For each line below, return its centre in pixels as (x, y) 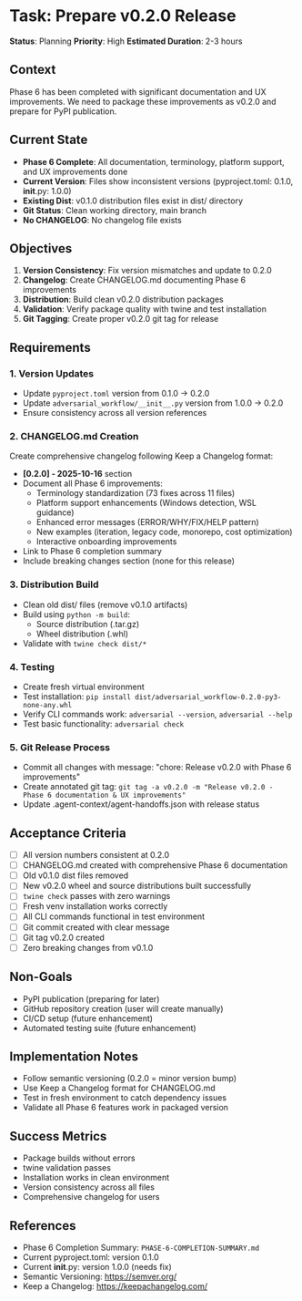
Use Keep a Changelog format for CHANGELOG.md (119, 1088)
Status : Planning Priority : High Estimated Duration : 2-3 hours (126, 41)
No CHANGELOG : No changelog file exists (102, 220)
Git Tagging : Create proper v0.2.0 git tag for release (121, 319)
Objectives (41, 248)
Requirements (50, 347)
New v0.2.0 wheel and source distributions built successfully (137, 886)
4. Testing (32, 666)
